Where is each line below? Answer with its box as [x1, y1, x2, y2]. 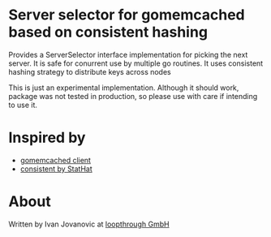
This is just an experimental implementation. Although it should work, [8, 83, 239, 93]
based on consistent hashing [8, 23, 209, 41]
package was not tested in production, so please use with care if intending [8, 91, 258, 101]
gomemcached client [19, 155, 92, 165]
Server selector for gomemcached [8, 6, 245, 24]
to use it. [8, 100, 38, 110]
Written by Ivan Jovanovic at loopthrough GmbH [8, 219, 170, 229]
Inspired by [8, 128, 86, 147]
